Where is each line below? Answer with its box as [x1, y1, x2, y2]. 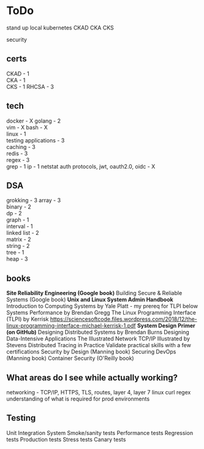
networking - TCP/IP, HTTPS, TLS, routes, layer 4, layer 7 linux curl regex [6, 389, 191, 396]
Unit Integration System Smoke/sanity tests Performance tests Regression [6, 429, 194, 436]
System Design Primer [137, 322, 195, 329]
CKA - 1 [6, 76, 26, 83]
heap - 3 [6, 255, 28, 263]
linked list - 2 [6, 229, 39, 237]
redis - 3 [6, 150, 28, 157]
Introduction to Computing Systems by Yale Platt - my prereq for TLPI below [6, 302, 198, 310]
